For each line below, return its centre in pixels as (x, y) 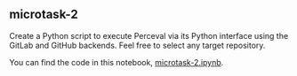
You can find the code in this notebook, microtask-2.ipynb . (116, 62)
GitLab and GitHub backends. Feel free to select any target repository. (137, 45)
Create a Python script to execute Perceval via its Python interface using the (149, 35)
